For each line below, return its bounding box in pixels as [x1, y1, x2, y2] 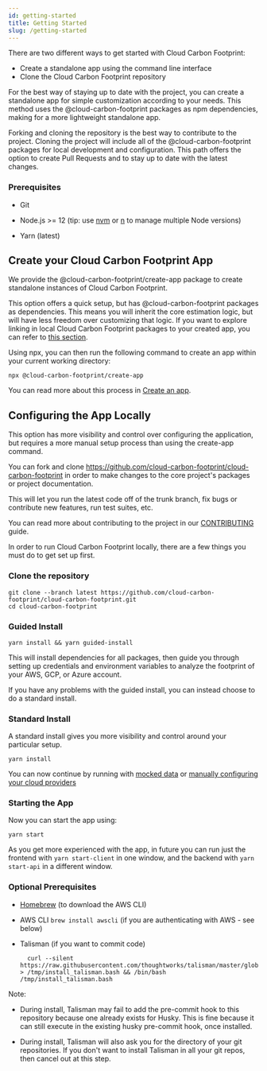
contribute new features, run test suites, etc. [8, 503, 153, 513]
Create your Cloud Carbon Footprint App [8, 254, 213, 267]
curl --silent [27, 954, 74, 962]
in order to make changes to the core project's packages [64, 471, 250, 480]
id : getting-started [8, 11, 77, 20]
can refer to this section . [8, 332, 89, 342]
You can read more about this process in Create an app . [8, 386, 192, 395]
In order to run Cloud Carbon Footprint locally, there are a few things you [8, 542, 246, 552]
